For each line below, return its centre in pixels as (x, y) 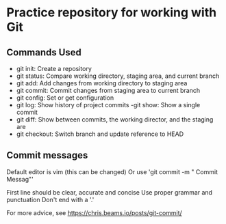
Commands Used (44, 52)
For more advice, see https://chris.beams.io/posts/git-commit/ (94, 212)
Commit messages (47, 155)
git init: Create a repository (54, 69)
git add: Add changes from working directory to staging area (102, 83)
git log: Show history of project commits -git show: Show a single (108, 105)
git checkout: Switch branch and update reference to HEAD (100, 134)
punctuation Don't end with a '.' (50, 199)
